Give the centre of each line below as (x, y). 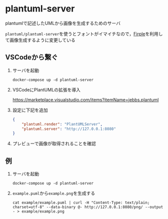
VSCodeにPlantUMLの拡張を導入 (46, 89)
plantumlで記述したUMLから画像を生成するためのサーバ (63, 23)
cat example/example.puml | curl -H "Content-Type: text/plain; (81, 203)
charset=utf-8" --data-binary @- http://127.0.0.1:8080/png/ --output (88, 207)
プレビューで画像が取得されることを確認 (54, 143)
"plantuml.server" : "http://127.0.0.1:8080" (69, 129)
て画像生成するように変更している (40, 40)
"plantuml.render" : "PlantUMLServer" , (62, 124)
